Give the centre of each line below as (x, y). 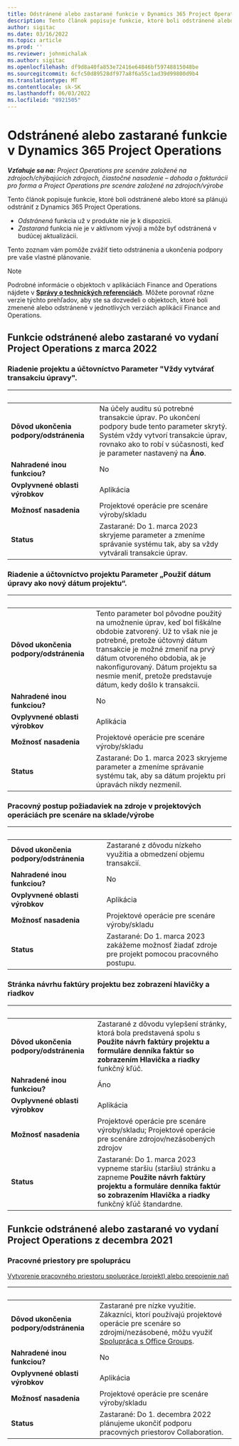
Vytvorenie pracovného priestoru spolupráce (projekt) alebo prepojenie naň (118, 1276)
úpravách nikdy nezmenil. (139, 784)
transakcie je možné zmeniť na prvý (155, 649)
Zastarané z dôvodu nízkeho (154, 846)
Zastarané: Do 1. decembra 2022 (155, 1415)
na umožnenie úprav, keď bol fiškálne (159, 622)
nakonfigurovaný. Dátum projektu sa (156, 667)
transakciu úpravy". (42, 378)
